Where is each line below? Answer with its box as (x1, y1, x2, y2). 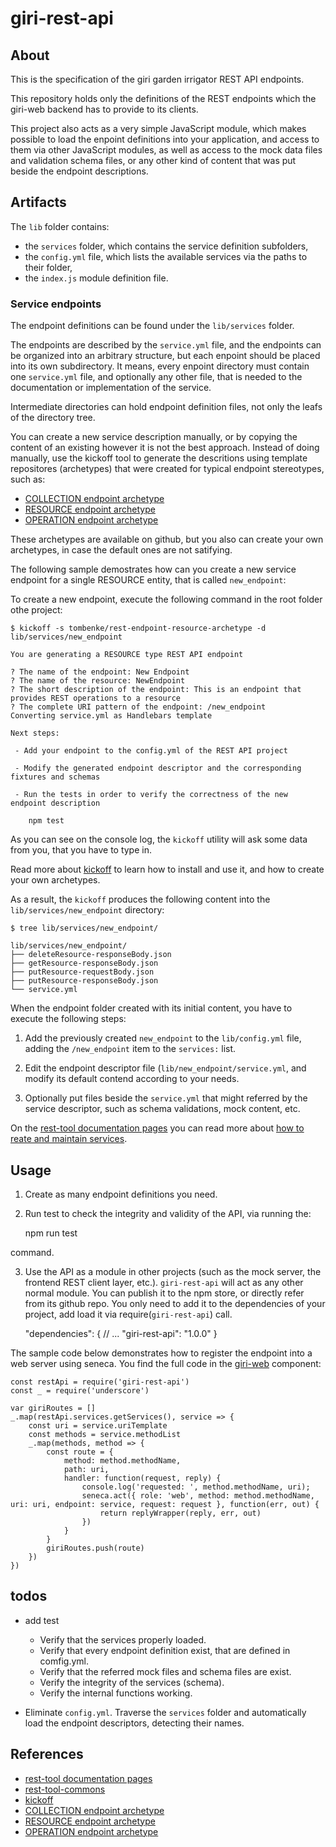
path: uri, (63, 1464, 110, 1474)
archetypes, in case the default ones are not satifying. (10, 544, 233, 556)
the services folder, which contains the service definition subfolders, (24, 240, 309, 252)
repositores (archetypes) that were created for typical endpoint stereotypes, (10, 463, 325, 475)
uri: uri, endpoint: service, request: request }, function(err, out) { (10, 1499, 320, 1509)
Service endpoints (10, 297, 102, 311)
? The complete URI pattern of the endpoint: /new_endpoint (10, 702, 267, 712)
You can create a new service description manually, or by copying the (10, 431, 298, 443)
